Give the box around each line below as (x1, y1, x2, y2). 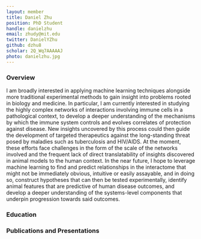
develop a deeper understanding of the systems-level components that (6, 189, 182, 196)
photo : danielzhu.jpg (6, 53, 61, 59)
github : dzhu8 (6, 43, 42, 49)
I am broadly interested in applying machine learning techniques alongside (6, 86, 191, 94)
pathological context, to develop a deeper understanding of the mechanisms (6, 112, 196, 119)
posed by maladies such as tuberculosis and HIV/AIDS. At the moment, (6, 138, 181, 145)
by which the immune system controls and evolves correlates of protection (6, 118, 191, 126)
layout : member (6, 8, 44, 15)
